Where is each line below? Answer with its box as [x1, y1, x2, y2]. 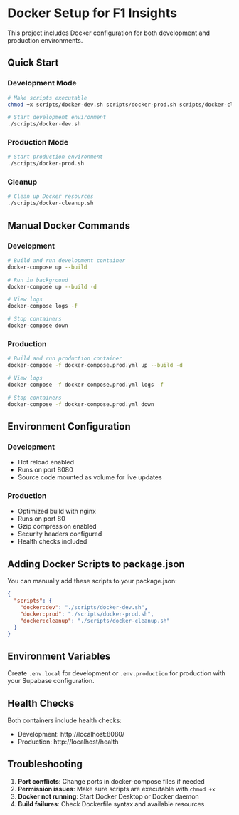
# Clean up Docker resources [7, 193, 94, 200]
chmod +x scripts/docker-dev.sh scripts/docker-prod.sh [7, 101, 176, 108]
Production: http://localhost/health [17, 737, 119, 746]
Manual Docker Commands [7, 219, 130, 232]
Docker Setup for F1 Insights [7, 5, 178, 21]
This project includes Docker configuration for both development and [7, 28, 211, 37]
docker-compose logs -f [7, 303, 78, 310]
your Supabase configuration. [7, 677, 95, 685]
